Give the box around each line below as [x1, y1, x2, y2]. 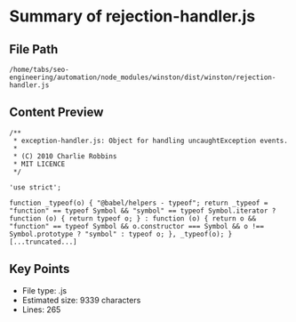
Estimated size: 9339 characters [21, 294, 141, 305]
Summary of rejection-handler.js [9, 6, 256, 27]
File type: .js [21, 285, 68, 295]
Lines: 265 [21, 304, 61, 315]
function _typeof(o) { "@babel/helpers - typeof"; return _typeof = [9, 198, 268, 207]
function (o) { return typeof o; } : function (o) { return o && [9, 213, 256, 223]
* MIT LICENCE [12, 159, 66, 168]
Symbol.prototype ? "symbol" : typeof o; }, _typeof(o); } [9, 229, 233, 238]
